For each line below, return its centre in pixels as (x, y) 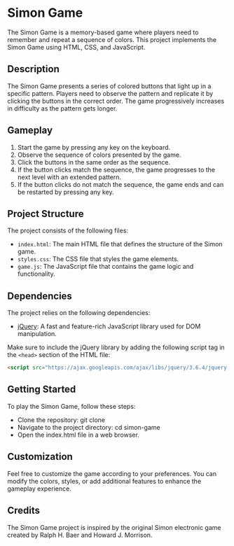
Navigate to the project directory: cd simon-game (89, 427)
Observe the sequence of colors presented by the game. (99, 155)
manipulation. (37, 334)
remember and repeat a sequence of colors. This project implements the (112, 39)
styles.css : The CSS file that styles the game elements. (98, 259)
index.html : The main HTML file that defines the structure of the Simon (120, 244)
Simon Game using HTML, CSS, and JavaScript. (76, 47)
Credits (24, 511)
